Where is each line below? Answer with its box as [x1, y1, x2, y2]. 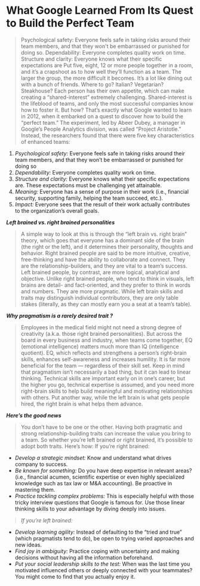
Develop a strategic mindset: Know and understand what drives [14, 454, 172, 461]
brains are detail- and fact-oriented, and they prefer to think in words [20, 281, 191, 289]
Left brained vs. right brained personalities [6, 218, 115, 226]
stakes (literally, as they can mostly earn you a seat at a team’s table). [20, 300, 192, 308]
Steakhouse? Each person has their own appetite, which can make [20, 87, 184, 94]
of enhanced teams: [20, 138, 70, 145]
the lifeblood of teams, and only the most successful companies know [20, 100, 193, 107]
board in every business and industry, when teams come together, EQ [20, 336, 193, 344]
